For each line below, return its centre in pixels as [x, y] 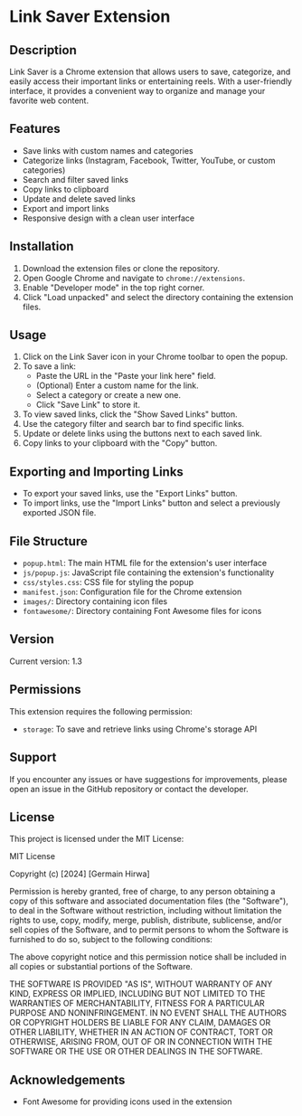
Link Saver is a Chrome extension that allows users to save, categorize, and [150, 71]
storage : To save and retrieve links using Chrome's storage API [140, 729]
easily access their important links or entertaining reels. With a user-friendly [151, 81]
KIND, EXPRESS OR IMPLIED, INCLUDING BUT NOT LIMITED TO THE [137, 994]
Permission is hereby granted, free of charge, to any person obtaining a [142, 892]
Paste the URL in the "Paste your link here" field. [126, 376]
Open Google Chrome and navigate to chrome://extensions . [134, 278]
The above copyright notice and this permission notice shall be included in [148, 957]
